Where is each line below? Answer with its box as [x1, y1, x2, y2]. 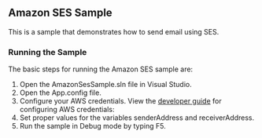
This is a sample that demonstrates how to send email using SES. [8, 27, 220, 36]
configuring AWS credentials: [19, 105, 115, 114]
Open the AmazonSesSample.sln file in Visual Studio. [19, 80, 192, 89]
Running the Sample [8, 46, 87, 57]
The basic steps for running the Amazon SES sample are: [8, 64, 194, 74]
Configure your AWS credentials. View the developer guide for [19, 96, 222, 106]
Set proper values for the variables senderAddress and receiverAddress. [19, 113, 255, 122]
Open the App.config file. [19, 88, 102, 97]
